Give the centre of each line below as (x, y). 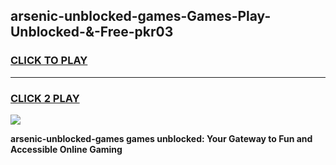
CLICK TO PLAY (49, 61)
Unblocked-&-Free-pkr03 (92, 32)
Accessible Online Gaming (66, 149)
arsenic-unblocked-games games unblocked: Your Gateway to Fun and (161, 138)
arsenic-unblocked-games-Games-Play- (141, 16)
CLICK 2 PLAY (45, 98)
